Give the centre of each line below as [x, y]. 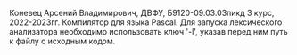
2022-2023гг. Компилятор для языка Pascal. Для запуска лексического [146, 22]
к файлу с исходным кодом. [62, 41]
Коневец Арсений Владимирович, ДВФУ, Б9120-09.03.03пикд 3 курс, [142, 13]
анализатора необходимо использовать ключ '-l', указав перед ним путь [148, 31]
